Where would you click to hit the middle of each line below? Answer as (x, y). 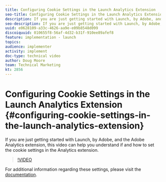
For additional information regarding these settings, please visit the (73, 169)
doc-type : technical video (33, 56)
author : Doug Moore (25, 61)
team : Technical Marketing (33, 65)
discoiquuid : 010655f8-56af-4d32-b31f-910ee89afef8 (59, 33)
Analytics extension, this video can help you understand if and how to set (80, 145)
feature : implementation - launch (41, 38)
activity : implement (26, 51)
